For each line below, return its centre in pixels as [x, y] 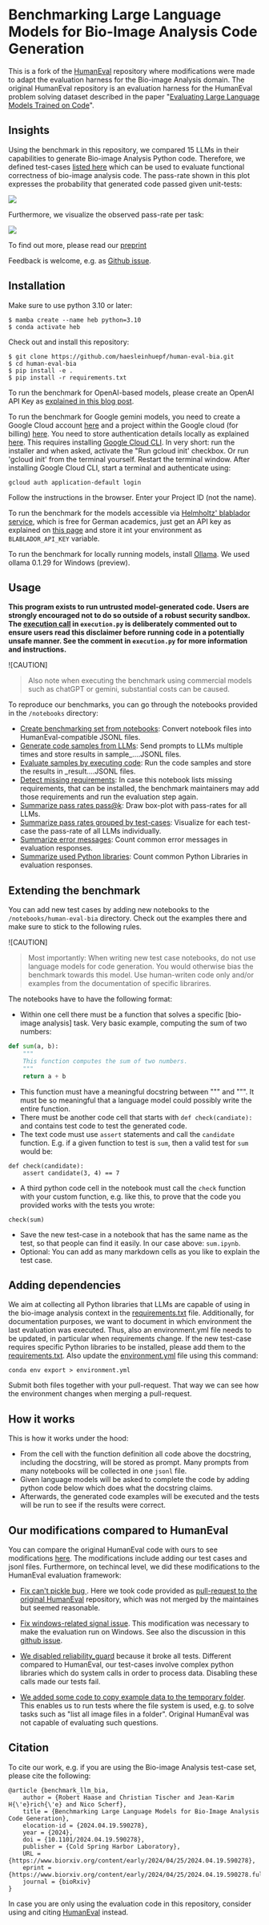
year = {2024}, [48, 1832]
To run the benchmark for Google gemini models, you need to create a [124, 416]
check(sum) [26, 1220]
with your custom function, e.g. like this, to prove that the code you [130, 1196]
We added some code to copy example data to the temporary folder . [132, 1697]
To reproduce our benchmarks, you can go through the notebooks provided [133, 705]
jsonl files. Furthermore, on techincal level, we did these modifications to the [134, 1567]
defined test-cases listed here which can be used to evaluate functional [126, 167]
